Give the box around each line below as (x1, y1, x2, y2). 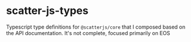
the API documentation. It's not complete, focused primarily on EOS (6, 29, 170, 36)
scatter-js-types (6, 4, 88, 17)
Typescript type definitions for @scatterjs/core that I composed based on (6, 23, 186, 30)
